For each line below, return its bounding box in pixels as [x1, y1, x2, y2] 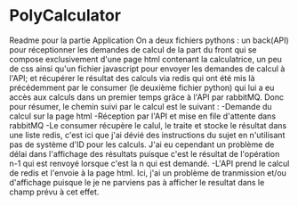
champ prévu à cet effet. [9, 186, 100, 197]
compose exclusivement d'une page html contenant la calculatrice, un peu [9, 54, 283, 64]
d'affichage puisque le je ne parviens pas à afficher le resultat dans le [9, 177, 265, 187]
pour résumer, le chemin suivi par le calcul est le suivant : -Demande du [9, 101, 273, 111]
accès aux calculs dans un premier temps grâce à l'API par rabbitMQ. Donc [9, 91, 285, 103]
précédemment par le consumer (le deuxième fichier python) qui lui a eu [9, 82, 275, 93]
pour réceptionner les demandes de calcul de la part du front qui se [9, 44, 257, 54]
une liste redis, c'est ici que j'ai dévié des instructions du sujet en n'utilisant [9, 129, 286, 140]
